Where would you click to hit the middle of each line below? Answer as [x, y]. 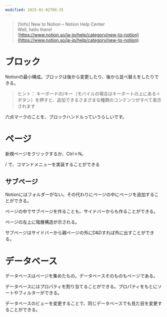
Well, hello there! [35, 29]
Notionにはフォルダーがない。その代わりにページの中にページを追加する [80, 195]
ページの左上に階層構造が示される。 [42, 222]
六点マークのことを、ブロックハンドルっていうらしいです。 [66, 117]
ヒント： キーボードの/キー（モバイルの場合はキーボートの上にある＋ [89, 94]
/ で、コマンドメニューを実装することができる [52, 164]
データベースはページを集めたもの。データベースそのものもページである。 [81, 276]
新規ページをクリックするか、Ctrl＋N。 [45, 154]
